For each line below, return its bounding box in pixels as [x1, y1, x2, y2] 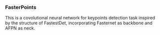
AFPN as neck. [5, 25, 36, 31]
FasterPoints [5, 4, 37, 11]
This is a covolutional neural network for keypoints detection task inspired [5, 15, 156, 21]
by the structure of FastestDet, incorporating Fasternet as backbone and [5, 20, 153, 26]
